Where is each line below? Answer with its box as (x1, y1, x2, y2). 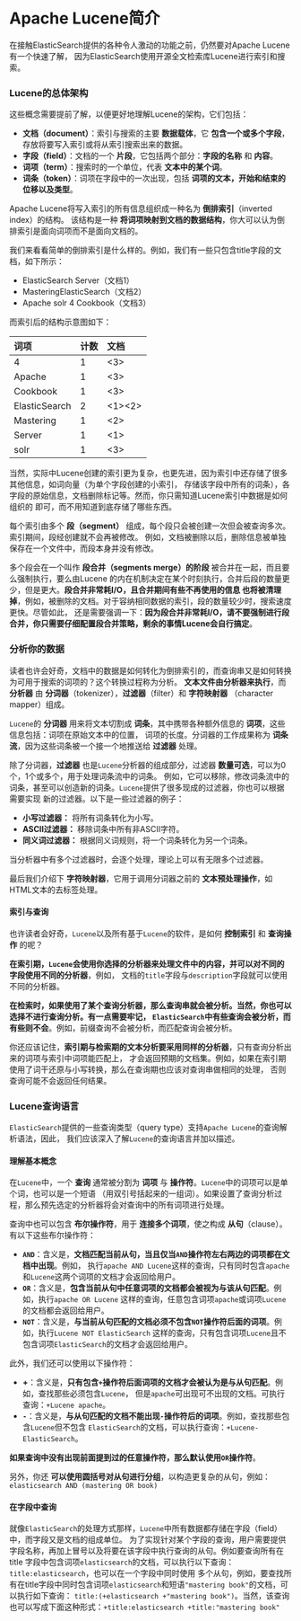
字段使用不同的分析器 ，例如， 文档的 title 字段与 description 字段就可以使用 (9, 970, 288, 980)
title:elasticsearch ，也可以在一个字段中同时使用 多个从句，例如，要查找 (9, 1568, 284, 1579)
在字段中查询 (9, 1501, 56, 1512)
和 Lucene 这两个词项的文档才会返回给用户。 (21, 1271, 181, 1282)
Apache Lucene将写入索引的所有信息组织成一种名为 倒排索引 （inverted (9, 203, 273, 214)
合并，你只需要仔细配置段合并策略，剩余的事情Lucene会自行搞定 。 (9, 618, 258, 629)
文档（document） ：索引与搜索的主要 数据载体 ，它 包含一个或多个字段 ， (21, 128, 289, 139)
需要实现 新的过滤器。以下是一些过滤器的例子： (9, 793, 185, 804)
